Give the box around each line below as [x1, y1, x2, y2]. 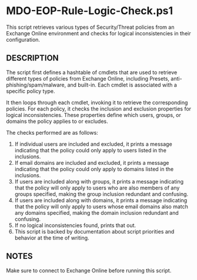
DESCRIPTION [6, 53, 59, 63]
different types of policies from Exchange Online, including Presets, [6, 75, 169, 82]
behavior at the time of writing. [14, 234, 89, 241]
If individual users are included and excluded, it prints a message [14, 140, 172, 148]
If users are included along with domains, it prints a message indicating [14, 196, 188, 204]
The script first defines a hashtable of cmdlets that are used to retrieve [6, 69, 178, 76]
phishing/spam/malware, [6, 81, 66, 88]
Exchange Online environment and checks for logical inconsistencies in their [6, 29, 191, 36]
